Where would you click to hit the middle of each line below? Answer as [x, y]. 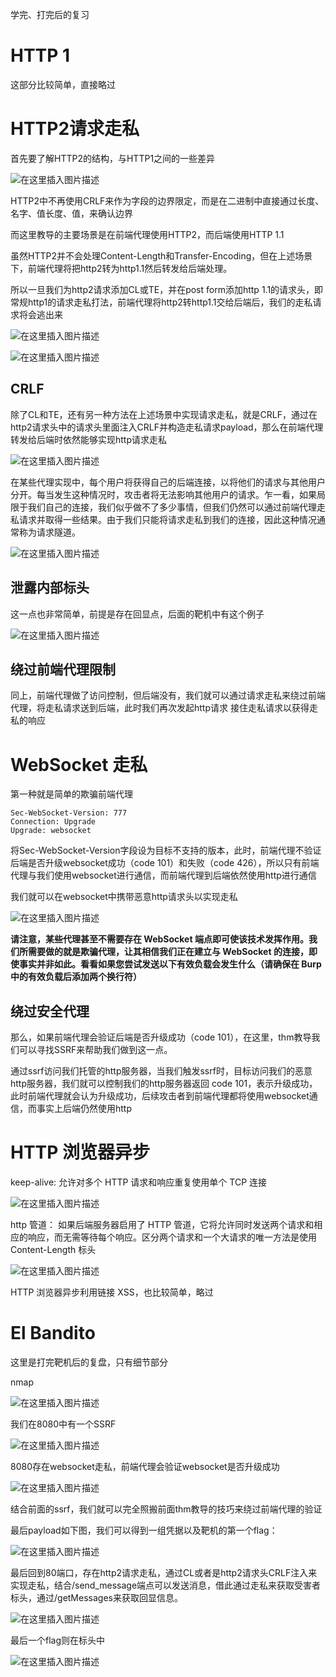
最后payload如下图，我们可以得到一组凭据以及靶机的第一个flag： [144, 1530]
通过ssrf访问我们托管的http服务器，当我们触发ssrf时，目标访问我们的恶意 [161, 1071]
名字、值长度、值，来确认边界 [71, 213]
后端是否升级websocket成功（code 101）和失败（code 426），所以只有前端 [165, 863]
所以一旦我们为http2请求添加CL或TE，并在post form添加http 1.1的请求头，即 [167, 289]
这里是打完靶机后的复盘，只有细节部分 [89, 1362]
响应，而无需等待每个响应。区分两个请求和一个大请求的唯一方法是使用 [172, 1237]
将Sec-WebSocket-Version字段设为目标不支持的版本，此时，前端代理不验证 [166, 850]
